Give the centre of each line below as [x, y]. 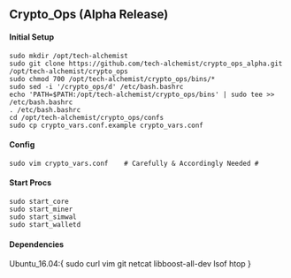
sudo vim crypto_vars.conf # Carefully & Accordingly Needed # [134, 163]
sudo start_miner [41, 209]
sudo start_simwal [43, 217]
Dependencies [37, 244]
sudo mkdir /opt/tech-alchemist [69, 56]
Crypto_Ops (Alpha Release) [89, 15]
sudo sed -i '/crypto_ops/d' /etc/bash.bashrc [96, 86]
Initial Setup [32, 37]
